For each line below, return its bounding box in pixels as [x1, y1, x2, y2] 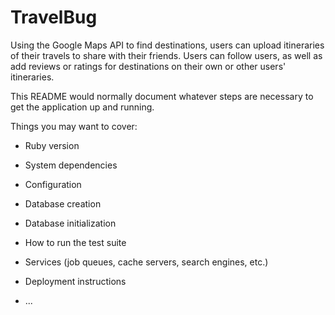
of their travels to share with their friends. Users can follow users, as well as [10, 49, 323, 61]
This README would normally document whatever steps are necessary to [10, 90, 314, 102]
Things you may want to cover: [10, 120, 138, 132]
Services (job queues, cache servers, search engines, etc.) [24, 256, 269, 268]
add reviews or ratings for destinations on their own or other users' [10, 60, 287, 72]
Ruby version [24, 139, 80, 151]
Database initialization [24, 217, 117, 229]
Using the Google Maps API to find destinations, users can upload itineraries [10, 39, 325, 51]
